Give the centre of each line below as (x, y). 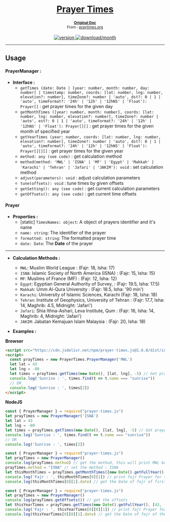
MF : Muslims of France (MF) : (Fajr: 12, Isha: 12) (69, 278)
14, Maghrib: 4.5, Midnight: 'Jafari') (56, 305)
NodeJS (14, 402)
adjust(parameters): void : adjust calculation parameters (80, 177)
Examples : (25, 331)
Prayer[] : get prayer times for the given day (66, 106)
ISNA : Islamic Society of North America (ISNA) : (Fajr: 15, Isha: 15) (88, 273)
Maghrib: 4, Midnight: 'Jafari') (51, 316)
